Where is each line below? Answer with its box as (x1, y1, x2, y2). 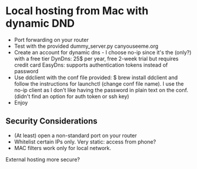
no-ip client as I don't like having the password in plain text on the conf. (14, 86, 189, 93)
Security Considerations (5, 116, 98, 126)
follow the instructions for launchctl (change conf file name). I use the (14, 80, 184, 87)
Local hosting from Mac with (5, 4, 148, 18)
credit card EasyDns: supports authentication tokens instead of (14, 61, 168, 69)
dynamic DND (5, 17, 75, 30)
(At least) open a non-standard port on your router (14, 132, 137, 139)
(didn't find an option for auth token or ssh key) (14, 93, 130, 100)
